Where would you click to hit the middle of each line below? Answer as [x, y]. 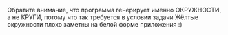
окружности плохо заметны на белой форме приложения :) [95, 24]
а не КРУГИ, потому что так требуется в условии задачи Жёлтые [103, 17]
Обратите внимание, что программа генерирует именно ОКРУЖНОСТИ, [114, 10]
